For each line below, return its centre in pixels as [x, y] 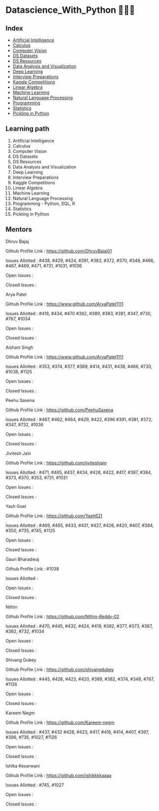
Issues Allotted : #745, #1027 [35, 785]
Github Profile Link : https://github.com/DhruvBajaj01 [59, 251]
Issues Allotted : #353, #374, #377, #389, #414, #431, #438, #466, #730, [79, 366]
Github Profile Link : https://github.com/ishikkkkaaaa [59, 775]
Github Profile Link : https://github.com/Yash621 [54, 516]
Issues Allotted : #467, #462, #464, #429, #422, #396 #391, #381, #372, [79, 419]
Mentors [19, 229]
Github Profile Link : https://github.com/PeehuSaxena [59, 410]
